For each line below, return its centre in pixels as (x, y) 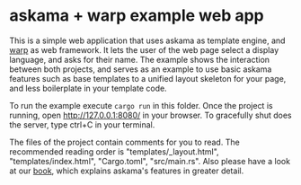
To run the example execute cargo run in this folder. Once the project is (141, 105)
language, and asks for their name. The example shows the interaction (140, 59)
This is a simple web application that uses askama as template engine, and (147, 40)
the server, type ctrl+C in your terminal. (82, 124)
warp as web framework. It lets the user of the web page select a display (144, 49)
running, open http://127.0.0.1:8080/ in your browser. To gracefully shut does (150, 115)
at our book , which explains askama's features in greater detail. (127, 171)
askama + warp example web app (137, 16)
